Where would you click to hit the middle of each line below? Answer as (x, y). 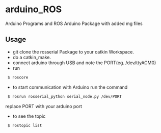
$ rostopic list (25, 125)
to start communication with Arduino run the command (70, 87)
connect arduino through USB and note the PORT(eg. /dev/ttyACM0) (84, 63)
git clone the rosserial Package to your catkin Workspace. (73, 51)
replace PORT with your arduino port (44, 106)
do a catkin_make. (32, 57)
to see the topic (29, 116)
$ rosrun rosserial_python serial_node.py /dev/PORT (65, 96)
